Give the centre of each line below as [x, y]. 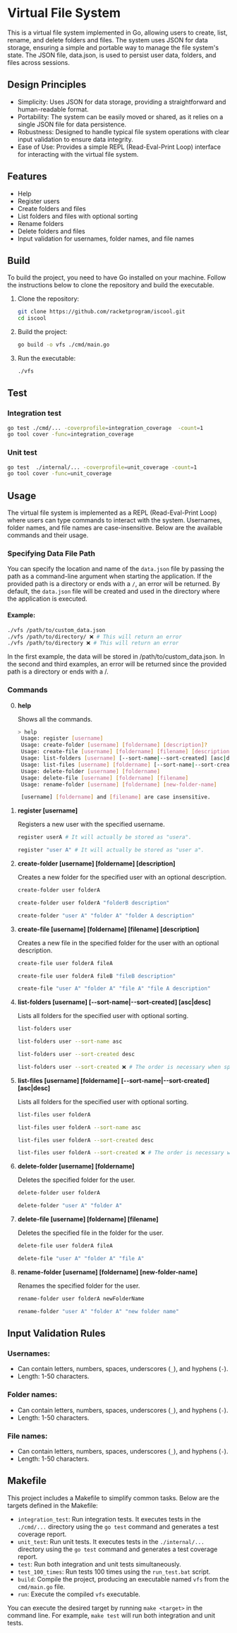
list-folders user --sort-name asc [70, 1042]
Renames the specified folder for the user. [79, 1286]
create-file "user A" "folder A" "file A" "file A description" [114, 989]
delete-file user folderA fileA [65, 1246]
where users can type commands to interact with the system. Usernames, [115, 520]
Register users [38, 201]
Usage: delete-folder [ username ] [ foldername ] [91, 771]
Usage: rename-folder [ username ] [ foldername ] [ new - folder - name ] [119, 784]
